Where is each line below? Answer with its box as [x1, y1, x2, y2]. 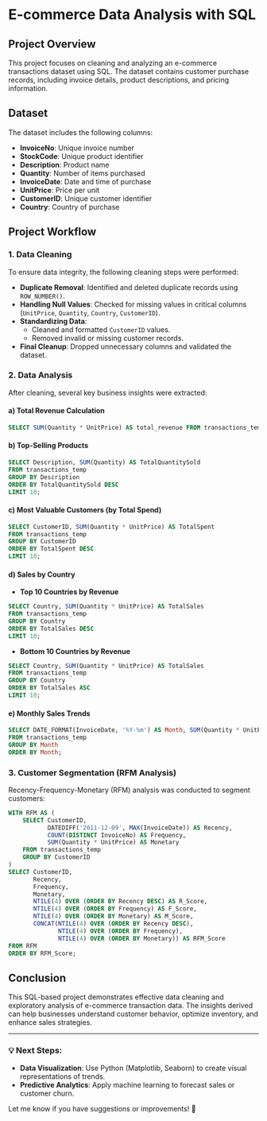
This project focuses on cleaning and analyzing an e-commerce [8, 58, 217, 68]
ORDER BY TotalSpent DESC [8, 545, 94, 553]
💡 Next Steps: [8, 1045, 63, 1056]
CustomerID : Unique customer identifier [19, 193, 153, 203]
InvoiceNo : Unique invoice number [19, 143, 135, 153]
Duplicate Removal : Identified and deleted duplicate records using [19, 282, 238, 292]
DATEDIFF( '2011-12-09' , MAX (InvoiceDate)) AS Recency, [47, 824, 233, 832]
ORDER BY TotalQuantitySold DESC [8, 481, 119, 489]
